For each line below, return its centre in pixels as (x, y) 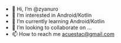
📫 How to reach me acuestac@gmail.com (63, 34)
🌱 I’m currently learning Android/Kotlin (58, 21)
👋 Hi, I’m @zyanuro (35, 9)
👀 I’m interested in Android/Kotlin (52, 15)
